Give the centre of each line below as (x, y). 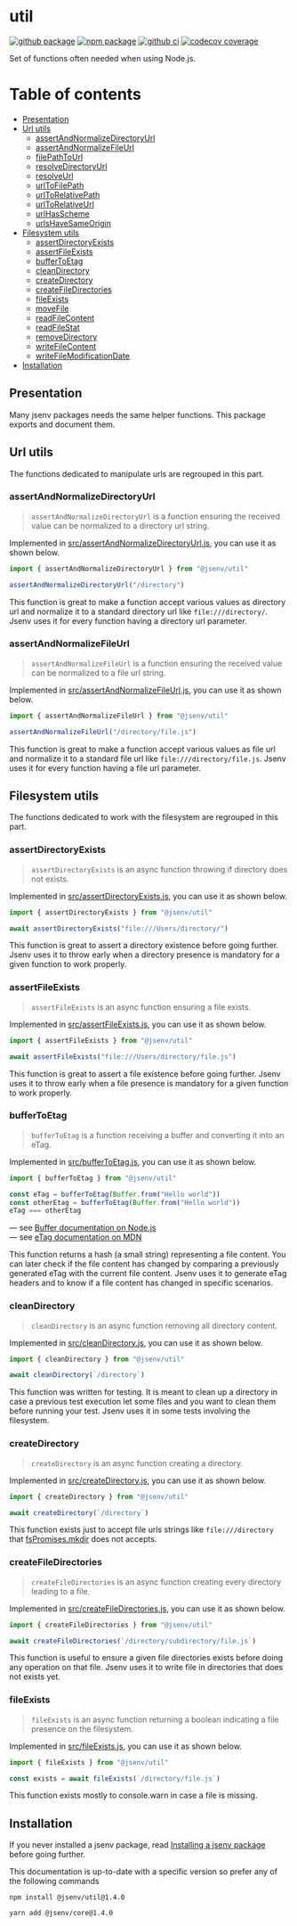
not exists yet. (35, 1676)
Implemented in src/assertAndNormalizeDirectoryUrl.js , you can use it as (143, 543)
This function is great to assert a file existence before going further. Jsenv (145, 1074)
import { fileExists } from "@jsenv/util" (89, 1762)
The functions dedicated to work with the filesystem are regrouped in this (144, 817)
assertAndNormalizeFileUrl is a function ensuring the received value (157, 663)
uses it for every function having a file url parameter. (105, 767)
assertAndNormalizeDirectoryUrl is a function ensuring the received (156, 516)
